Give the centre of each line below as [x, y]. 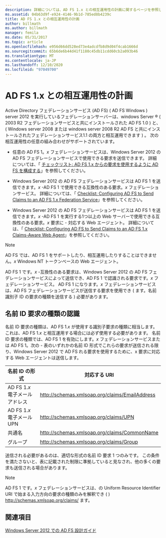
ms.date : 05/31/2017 [26, 38]
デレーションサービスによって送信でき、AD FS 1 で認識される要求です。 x [79, 278]
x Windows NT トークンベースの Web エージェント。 [67, 261]
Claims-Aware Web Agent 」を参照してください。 [62, 235]
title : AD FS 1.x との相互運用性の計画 [42, 19]
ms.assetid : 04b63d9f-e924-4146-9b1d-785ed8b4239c [58, 14]
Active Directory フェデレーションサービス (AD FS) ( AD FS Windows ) [76, 110]
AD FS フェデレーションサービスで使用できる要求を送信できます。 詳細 [84, 158]
